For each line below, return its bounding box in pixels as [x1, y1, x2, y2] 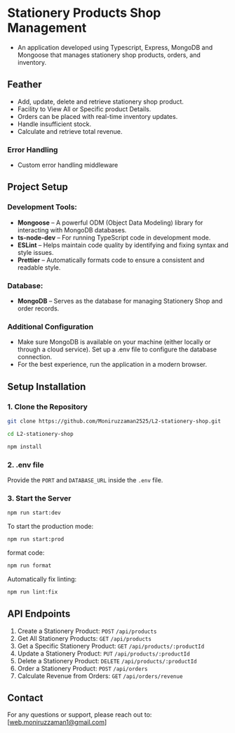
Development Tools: [7, 202, 77, 212]
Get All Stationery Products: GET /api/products [17, 634, 152, 642]
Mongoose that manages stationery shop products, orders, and [17, 51, 201, 59]
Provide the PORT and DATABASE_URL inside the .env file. [7, 475, 163, 484]
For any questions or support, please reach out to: [7, 710, 152, 719]
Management [7, 20, 87, 36]
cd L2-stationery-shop [7, 430, 74, 437]
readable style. [17, 263, 61, 272]
